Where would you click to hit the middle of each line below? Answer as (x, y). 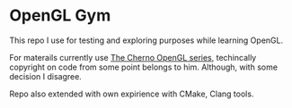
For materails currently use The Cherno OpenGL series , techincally (133, 57)
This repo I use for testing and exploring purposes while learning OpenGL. (146, 40)
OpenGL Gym (60, 16)
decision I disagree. (46, 76)
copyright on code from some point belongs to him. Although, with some (144, 67)
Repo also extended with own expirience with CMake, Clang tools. (132, 94)
